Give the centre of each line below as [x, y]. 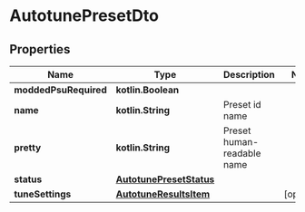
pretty [28, 148]
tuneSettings [43, 194]
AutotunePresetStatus [165, 179]
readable [242, 153]
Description [249, 75]
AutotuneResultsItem [163, 194]
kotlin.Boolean [148, 90]
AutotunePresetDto [84, 16]
